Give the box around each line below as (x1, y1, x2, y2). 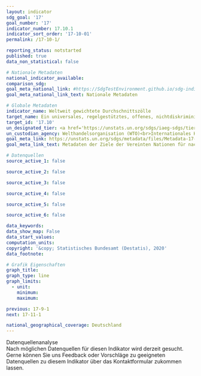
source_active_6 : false (6, 212, 66, 218)
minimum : (17, 289, 39, 296)
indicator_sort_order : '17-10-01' (6, 31, 93, 37)
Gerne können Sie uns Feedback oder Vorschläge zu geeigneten (6, 351, 166, 359)
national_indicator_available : (6, 75, 84, 81)
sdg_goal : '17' (6, 14, 44, 20)
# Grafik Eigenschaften (6, 261, 66, 267)
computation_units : (6, 239, 55, 246)
